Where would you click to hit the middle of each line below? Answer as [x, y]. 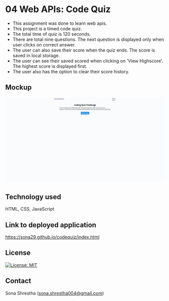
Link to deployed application [51, 225]
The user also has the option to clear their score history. [71, 71]
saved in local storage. [36, 55]
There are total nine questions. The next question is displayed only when [88, 39]
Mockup [18, 88]
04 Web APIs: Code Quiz [58, 9]
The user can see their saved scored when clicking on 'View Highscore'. [88, 61]
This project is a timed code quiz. [47, 28]
